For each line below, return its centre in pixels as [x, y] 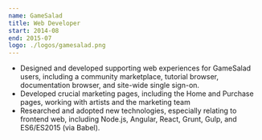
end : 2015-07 [30, 38]
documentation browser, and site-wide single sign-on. [109, 86]
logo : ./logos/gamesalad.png [57, 46]
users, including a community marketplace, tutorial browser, [119, 77]
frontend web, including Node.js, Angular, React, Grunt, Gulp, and [128, 119]
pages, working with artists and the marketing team [105, 102]
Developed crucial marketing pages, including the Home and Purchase [137, 94]
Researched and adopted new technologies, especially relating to [128, 111]
